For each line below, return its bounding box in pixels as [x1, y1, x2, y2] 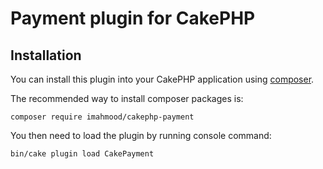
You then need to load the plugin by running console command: [10, 130, 272, 141]
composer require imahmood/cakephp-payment [10, 112, 195, 122]
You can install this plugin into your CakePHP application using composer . [10, 73, 315, 85]
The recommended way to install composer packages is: [10, 93, 244, 104]
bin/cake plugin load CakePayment [10, 149, 155, 159]
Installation [10, 47, 82, 64]
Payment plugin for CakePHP [10, 7, 256, 30]
